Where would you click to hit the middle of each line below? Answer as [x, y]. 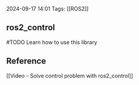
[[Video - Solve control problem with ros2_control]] [70, 75]
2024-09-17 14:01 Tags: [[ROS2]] [47, 9]
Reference [26, 61]
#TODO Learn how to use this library [52, 42]
